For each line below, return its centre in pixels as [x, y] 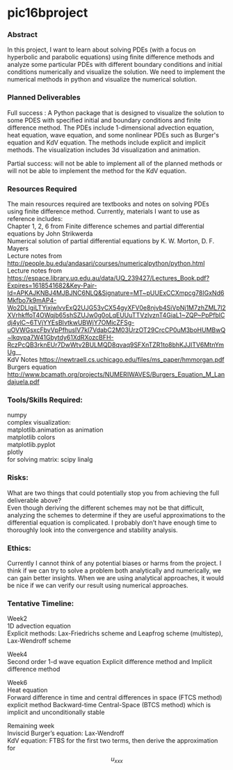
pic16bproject [48, 13]
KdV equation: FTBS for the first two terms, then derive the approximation [113, 741]
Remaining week [31, 726]
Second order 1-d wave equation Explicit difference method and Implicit [110, 662]
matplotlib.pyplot [31, 445]
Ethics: [19, 548]
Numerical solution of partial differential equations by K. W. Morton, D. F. [111, 241]
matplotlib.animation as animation [55, 430]
